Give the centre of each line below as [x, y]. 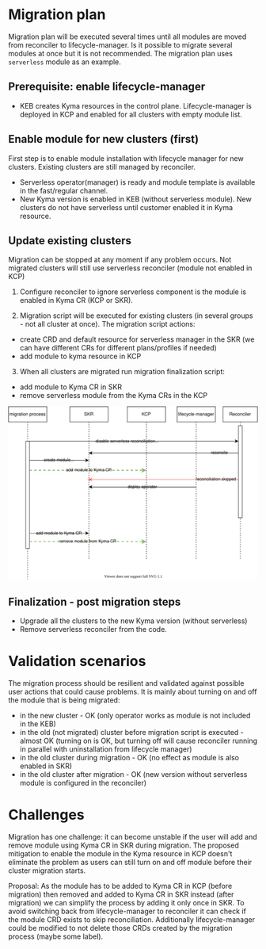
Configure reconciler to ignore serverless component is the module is [133, 292]
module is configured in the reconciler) [83, 783]
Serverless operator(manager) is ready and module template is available [137, 182]
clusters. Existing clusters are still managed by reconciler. [102, 166]
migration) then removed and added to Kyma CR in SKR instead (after [121, 894]
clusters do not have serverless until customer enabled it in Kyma [126, 207]
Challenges [46, 815]
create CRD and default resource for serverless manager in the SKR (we [137, 339]
